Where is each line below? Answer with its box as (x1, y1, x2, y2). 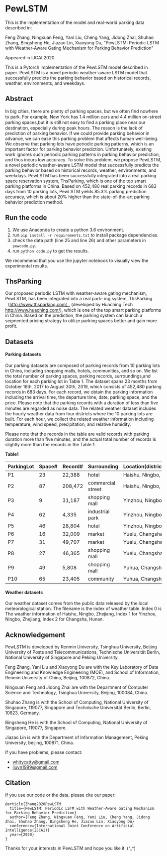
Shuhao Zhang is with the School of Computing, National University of (5, 699, 149, 705)
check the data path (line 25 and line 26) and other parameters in (12, 237, 146, 243)
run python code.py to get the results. (12, 247, 89, 254)
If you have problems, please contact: (5, 749, 83, 755)
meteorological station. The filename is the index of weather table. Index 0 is (5, 606, 162, 611)
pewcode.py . (12, 243, 36, 248)
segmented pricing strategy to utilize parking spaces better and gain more (5, 318, 158, 324)
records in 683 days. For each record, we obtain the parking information (5, 389, 153, 395)
